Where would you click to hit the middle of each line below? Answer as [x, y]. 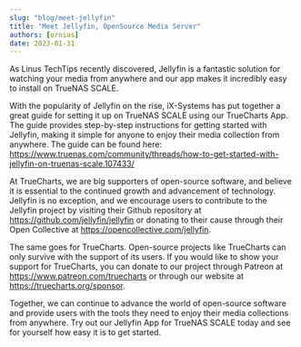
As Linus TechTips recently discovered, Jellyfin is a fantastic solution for [145, 69]
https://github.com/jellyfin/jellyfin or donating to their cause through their [146, 220]
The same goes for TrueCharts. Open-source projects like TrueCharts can [148, 247]
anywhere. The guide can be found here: [85, 144]
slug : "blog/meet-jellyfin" [63, 18]
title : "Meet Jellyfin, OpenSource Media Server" [105, 26]
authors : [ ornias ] [44, 35]
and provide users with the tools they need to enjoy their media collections [149, 313]
